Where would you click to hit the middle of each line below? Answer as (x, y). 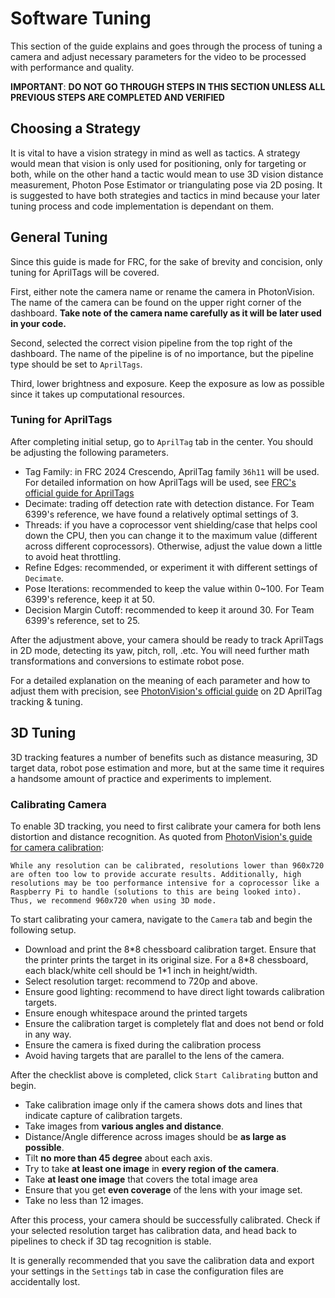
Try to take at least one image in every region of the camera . (152, 1168)
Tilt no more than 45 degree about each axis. (118, 1158)
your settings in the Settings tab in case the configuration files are (147, 1271)
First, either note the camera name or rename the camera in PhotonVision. (162, 291)
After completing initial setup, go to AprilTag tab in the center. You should (162, 441)
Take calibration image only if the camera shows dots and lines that (163, 1104)
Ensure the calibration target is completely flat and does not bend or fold (174, 1023)
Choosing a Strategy (76, 128)
